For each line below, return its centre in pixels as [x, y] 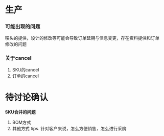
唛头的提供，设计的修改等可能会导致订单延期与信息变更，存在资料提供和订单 [82, 38]
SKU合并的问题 [20, 112]
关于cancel [18, 58]
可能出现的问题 [23, 26]
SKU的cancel [25, 69]
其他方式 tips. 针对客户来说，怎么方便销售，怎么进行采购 [69, 128]
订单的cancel [25, 76]
